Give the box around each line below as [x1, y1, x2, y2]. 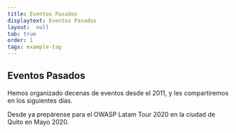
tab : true [7, 30, 37, 38]
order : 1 [7, 37, 33, 44]
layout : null [7, 23, 50, 31]
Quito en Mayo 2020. [7, 117, 70, 126]
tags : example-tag [7, 43, 62, 50]
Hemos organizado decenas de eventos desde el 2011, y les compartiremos [7, 88, 229, 97]
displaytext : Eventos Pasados [7, 17, 97, 24]
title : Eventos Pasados [7, 10, 78, 18]
